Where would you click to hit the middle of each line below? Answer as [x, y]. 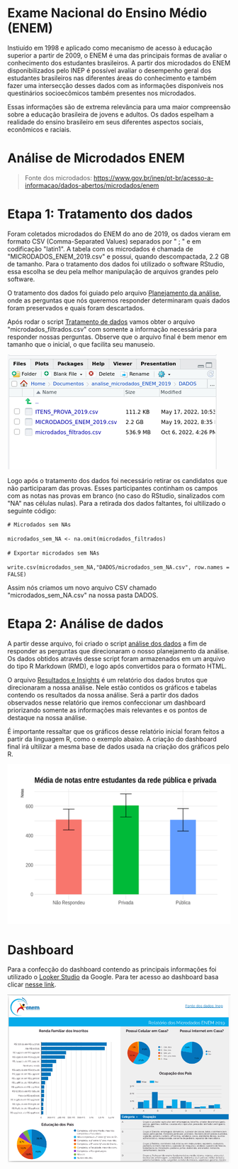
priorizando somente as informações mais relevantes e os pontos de [107, 710]
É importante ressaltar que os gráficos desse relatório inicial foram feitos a [116, 731]
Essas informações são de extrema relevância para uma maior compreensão [119, 107]
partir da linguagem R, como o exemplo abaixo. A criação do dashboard [112, 739]
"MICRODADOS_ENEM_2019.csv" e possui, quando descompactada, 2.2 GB [118, 256]
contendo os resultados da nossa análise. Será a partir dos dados [103, 695]
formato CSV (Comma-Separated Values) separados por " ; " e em [104, 241]
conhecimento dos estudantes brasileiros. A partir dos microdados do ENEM [119, 62]
